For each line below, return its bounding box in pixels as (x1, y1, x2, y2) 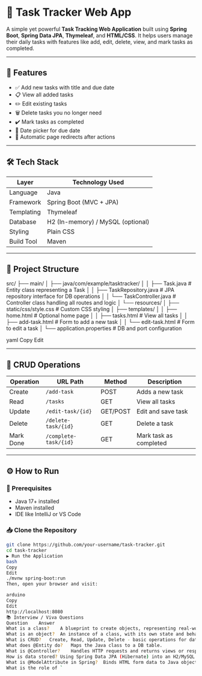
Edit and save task (136, 407, 188, 415)
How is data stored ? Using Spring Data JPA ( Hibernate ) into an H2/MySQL (6, 654, 195, 660)
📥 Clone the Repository (6, 526, 77, 534)
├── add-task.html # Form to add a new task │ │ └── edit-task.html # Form (6, 318, 195, 326)
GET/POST (100, 407, 131, 415)
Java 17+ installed (14, 498, 60, 505)
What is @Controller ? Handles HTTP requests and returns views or (6, 648, 185, 654)
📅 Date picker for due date (14, 127, 81, 134)
